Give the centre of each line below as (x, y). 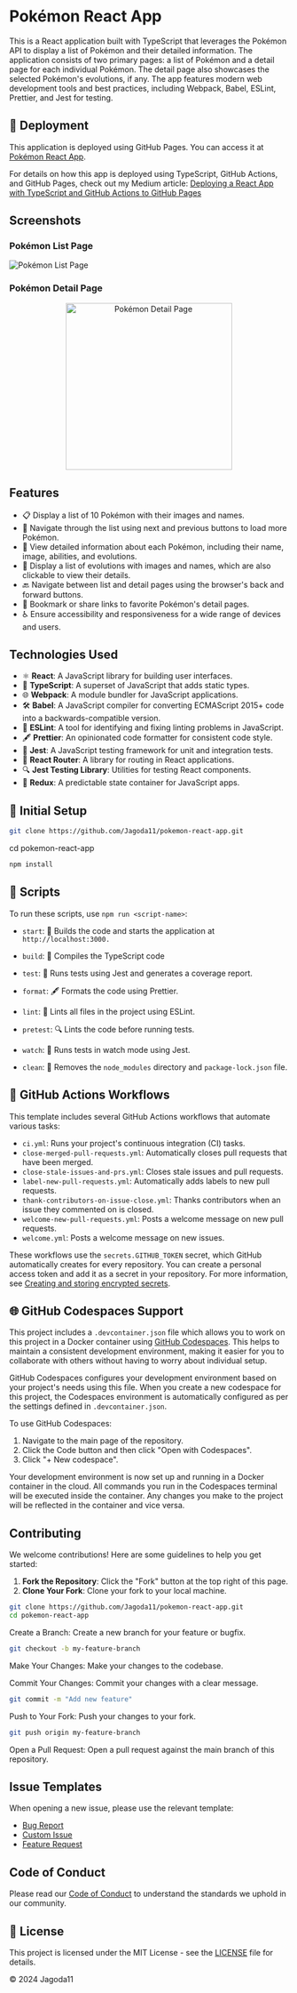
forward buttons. (53, 594)
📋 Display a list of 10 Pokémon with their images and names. (133, 515)
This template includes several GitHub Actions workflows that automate (140, 1116)
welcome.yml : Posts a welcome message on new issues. (123, 1237)
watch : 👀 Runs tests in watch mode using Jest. (106, 1049)
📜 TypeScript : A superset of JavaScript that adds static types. (136, 686)
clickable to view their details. (76, 575)
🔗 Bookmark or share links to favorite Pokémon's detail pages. (136, 604)
